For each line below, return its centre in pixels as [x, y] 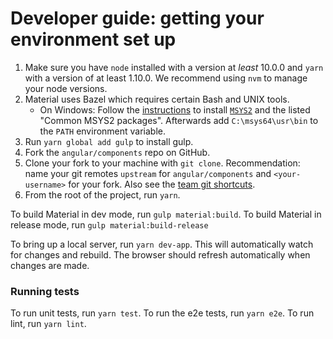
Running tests [45, 291]
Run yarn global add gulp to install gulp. [109, 141]
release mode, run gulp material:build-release [109, 224]
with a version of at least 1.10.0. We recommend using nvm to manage [166, 78]
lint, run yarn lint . [48, 324]
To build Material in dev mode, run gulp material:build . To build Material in [166, 214]
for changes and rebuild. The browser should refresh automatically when [160, 254]
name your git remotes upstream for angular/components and [148, 173]
